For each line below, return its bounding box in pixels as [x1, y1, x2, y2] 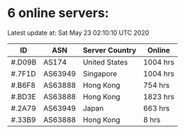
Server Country [82, 45, 137, 55]
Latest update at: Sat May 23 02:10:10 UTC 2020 [7, 28, 150, 37]
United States [82, 57, 128, 67]
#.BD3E [11, 91, 37, 101]
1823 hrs [142, 91, 175, 101]
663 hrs [142, 103, 170, 113]
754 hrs [142, 80, 170, 90]
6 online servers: [7, 5, 109, 21]
